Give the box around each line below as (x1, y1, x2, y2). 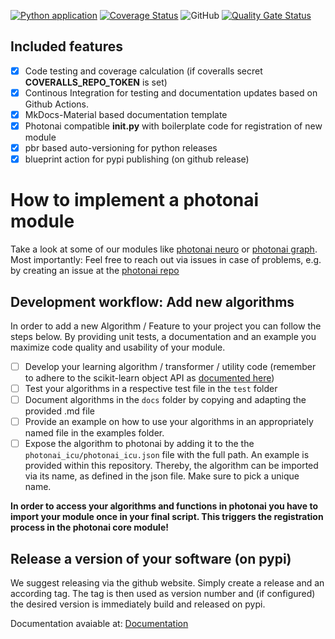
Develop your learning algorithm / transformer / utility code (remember (24, 360, 317, 372)
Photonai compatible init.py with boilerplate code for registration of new (24, 120, 323, 132)
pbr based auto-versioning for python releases (24, 142, 218, 154)
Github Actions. (24, 98, 89, 110)
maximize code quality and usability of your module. (10, 341, 226, 353)
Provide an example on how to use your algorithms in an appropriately (24, 416, 314, 428)
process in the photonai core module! (10, 521, 169, 534)
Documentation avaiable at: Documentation (10, 618, 189, 630)
